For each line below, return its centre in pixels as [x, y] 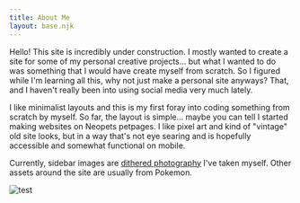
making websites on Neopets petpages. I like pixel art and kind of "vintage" [149, 126]
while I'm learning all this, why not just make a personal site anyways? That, [149, 80]
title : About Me [40, 18]
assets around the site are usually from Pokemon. [101, 172]
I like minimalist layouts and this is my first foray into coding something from [150, 107]
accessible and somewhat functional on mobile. [97, 146]
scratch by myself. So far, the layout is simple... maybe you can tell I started [149, 117]
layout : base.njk [42, 26]
